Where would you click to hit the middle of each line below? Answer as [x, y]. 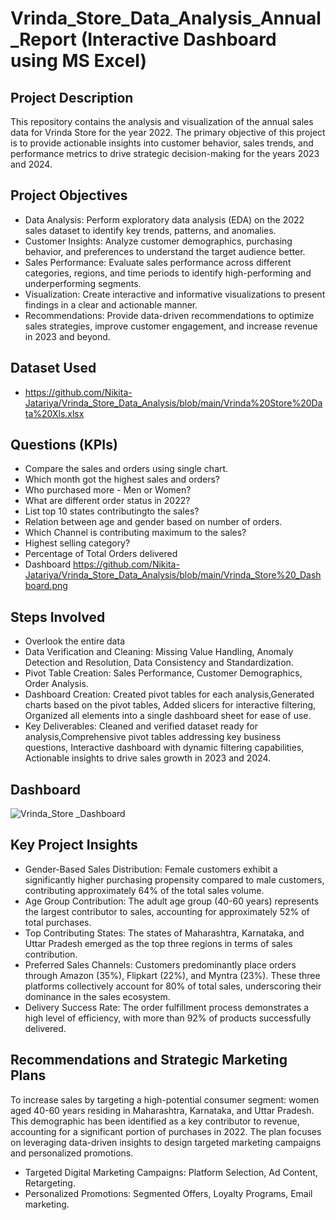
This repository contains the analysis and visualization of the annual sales [162, 121]
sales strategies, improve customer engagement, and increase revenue [171, 326]
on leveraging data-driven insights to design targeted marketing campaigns [166, 1142]
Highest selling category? [77, 543]
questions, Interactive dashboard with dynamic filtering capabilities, [164, 748]
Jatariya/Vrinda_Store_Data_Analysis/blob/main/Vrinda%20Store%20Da [173, 403]
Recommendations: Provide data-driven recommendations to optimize [169, 315]
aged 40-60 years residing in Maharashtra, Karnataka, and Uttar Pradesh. [162, 1110]
